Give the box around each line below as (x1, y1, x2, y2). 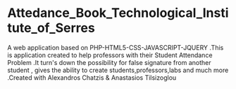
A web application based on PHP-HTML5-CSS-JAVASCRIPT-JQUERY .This (7, 43, 224, 52)
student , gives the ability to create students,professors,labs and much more (7, 66, 229, 74)
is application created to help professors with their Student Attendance (7, 51, 213, 59)
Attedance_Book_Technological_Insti (7, 5, 229, 21)
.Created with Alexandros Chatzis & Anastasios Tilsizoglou (7, 73, 177, 82)
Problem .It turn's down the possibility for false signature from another (7, 58, 211, 66)
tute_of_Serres (7, 20, 95, 36)
